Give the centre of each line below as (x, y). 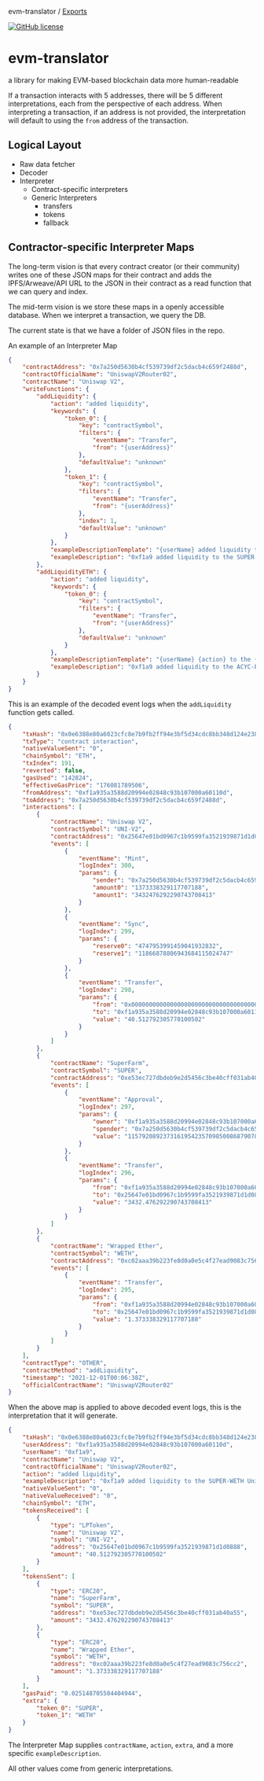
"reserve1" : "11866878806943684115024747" (163, 953)
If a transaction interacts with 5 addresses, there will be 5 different (115, 95)
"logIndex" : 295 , (106, 1290)
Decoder (34, 172)
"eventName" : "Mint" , (114, 858)
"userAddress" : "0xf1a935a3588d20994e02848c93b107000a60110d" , (128, 1445)
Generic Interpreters (64, 197)
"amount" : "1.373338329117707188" (106, 1672)
